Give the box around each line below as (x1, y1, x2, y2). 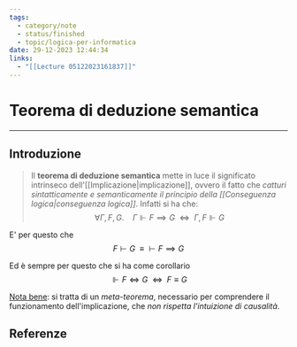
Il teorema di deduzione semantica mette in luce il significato (30, 170, 256, 181)
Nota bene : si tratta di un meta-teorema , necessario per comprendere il (9, 291, 270, 302)
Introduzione (9, 147, 82, 162)
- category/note (17, 21, 77, 30)
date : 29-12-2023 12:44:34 (9, 46, 109, 55)
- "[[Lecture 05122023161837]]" (17, 63, 137, 72)
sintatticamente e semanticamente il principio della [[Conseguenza (30, 189, 277, 199)
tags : (9, 12, 29, 22)
